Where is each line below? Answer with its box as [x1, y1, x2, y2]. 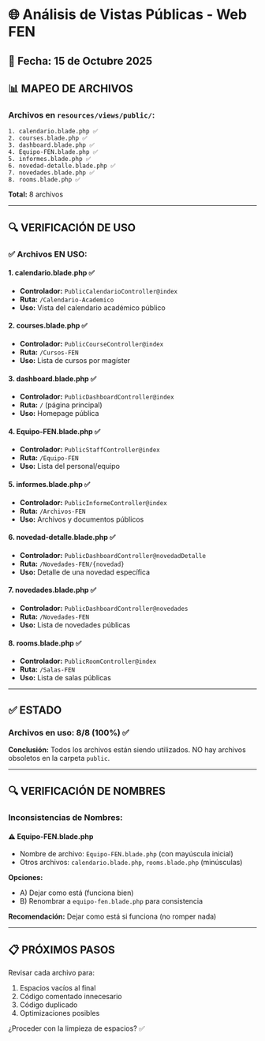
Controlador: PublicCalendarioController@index [19, 286, 178, 295]
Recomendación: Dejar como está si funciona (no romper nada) [8, 912, 217, 921]
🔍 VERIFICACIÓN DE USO [8, 221, 136, 234]
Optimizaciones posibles [19, 1009, 100, 1018]
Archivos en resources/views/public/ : [8, 109, 155, 120]
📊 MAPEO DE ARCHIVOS [8, 81, 134, 95]
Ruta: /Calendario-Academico [19, 294, 114, 304]
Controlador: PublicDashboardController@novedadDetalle [19, 550, 207, 560]
